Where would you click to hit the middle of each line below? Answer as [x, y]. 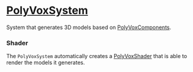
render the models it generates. [46, 63]
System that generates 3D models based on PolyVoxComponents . [89, 27]
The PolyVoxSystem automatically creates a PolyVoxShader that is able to [97, 56]
